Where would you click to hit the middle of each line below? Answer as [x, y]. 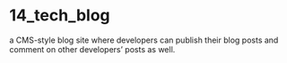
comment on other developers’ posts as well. [92, 49]
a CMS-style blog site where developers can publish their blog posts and [144, 40]
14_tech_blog [60, 16]
